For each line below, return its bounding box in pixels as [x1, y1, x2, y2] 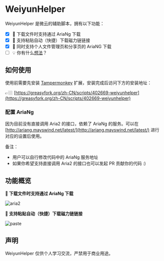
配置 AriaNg [5, 108, 34, 115]
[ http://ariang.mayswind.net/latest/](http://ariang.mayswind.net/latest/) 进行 [5, 127, 160, 133]
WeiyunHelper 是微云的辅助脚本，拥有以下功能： [5, 20, 105, 26]
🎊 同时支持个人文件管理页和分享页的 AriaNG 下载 [12, 44, 112, 50]
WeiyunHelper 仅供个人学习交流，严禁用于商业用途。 [5, 250, 113, 256]
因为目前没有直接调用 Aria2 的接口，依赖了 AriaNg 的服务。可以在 [5, 121, 139, 127]
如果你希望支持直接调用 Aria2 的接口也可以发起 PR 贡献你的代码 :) [12, 160, 146, 167]
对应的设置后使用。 [5, 133, 44, 139]
